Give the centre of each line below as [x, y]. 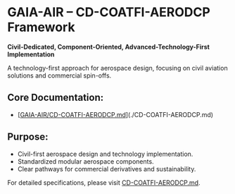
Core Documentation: [56, 98]
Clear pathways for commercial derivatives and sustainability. [107, 169]
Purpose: [28, 137]
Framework [41, 27]
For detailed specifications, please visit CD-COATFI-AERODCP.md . [104, 182]
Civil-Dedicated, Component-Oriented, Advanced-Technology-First [108, 47]
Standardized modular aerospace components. [85, 161]
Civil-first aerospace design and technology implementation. [105, 154]
